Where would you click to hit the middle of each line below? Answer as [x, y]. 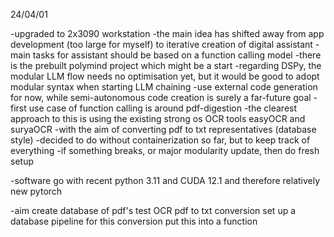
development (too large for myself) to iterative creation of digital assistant [161, 44]
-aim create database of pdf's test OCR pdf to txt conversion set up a [153, 210]
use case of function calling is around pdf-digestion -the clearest [163, 108]
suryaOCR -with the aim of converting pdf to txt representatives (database [163, 129]
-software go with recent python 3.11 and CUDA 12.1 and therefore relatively [165, 180]
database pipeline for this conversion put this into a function [134, 221]
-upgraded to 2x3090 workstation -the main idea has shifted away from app [167, 33]
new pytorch [36, 191]
